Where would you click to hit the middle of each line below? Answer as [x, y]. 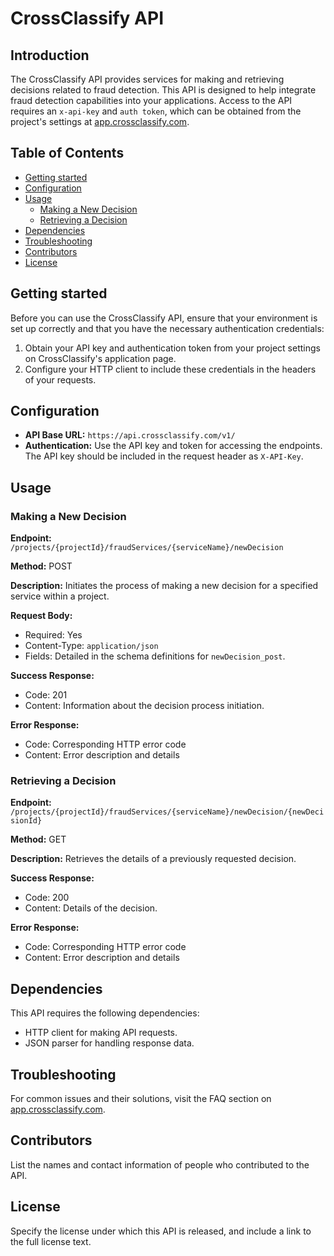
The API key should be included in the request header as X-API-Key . [164, 456]
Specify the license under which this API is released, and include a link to [161, 1231]
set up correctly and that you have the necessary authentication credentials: [167, 328]
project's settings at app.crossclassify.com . [100, 121]
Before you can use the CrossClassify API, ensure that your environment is [164, 318]
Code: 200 [47, 898]
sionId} [26, 821]
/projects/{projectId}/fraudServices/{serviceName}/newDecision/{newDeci [167, 812]
